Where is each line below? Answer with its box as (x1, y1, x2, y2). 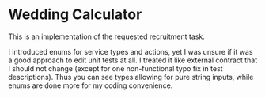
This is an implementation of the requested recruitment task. (8, 32, 206, 41)
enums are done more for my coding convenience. (8, 81, 173, 90)
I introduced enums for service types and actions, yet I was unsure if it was (8, 47, 253, 56)
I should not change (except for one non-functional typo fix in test (8, 63, 223, 73)
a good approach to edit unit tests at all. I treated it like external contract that (8, 55, 258, 65)
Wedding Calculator (8, 6, 142, 24)
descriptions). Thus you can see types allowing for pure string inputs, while (8, 72, 254, 81)
